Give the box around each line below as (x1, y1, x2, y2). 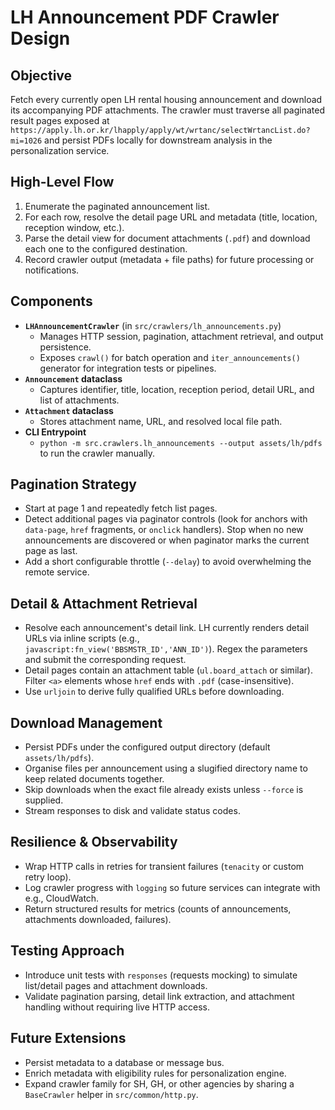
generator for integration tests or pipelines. (39, 362, 217, 374)
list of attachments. (39, 394, 120, 406)
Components (10, 293, 93, 310)
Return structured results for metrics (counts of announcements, (24, 902, 292, 915)
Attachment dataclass (24, 404, 114, 416)
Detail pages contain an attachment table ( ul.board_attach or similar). (24, 664, 313, 676)
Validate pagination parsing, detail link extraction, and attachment (24, 990, 295, 1002)
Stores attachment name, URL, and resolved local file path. (39, 415, 283, 427)
